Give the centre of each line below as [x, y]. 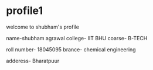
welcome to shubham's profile [42, 27]
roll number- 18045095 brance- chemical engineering [71, 49]
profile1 [24, 11]
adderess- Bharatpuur [33, 61]
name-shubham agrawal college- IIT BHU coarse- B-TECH [77, 38]
